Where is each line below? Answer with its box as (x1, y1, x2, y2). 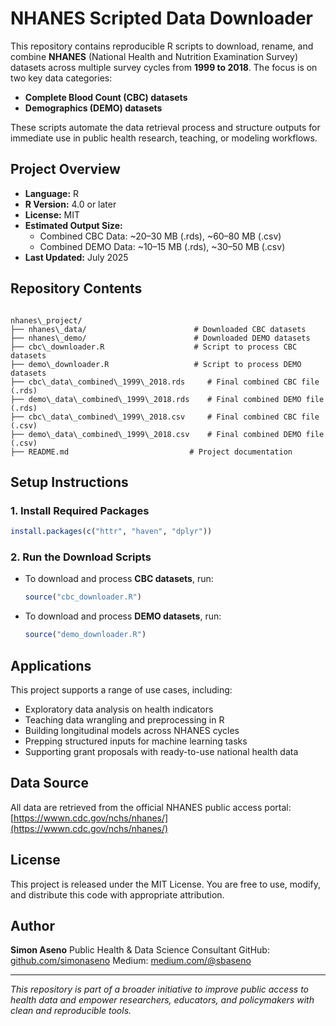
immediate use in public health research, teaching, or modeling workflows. (10, 132, 318, 144)
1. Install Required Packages (10, 503, 150, 517)
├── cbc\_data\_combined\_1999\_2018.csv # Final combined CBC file (10, 412, 320, 422)
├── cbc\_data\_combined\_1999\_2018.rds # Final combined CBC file (10, 377, 320, 387)
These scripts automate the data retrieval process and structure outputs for (10, 121, 321, 133)
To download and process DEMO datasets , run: (24, 610, 222, 622)
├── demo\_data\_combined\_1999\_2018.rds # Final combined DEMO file (10, 394, 325, 404)
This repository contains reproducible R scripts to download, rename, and (10, 40, 314, 52)
